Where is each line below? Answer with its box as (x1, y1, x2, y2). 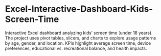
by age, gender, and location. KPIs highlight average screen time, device (5, 40, 151, 46)
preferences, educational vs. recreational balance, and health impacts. (5, 45, 147, 51)
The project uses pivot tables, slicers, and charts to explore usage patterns (5, 35, 156, 41)
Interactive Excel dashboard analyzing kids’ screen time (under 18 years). (5, 30, 153, 36)
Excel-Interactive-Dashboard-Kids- (5, 3, 153, 15)
